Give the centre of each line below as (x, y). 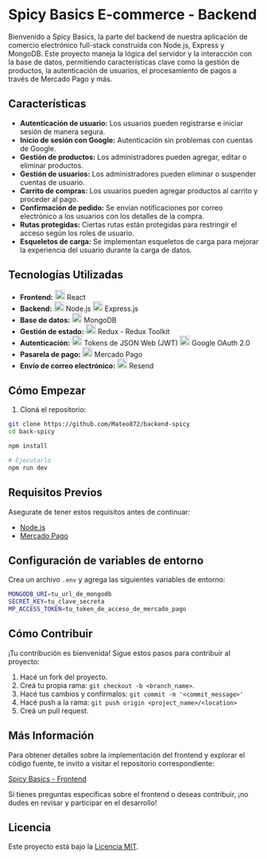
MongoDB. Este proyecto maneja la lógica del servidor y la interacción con (130, 53)
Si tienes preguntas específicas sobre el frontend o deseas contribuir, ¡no (128, 794)
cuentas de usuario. (52, 182)
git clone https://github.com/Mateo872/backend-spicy (99, 424)
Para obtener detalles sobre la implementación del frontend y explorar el (127, 755)
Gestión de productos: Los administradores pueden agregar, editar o (133, 157)
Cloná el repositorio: (53, 410)
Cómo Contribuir (50, 634)
